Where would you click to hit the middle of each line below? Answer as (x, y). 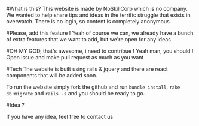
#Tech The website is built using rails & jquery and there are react (87, 69)
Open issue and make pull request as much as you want (75, 57)
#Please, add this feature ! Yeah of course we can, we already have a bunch (100, 33)
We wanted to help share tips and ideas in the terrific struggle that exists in (98, 15)
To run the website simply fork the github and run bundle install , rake (93, 87)
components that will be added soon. (52, 75)
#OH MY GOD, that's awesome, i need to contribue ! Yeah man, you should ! (100, 51)
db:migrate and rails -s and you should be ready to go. (76, 93)
